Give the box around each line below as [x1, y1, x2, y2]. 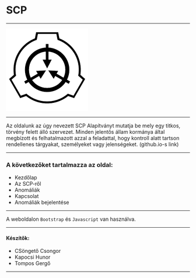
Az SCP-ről [14, 180, 41, 187]
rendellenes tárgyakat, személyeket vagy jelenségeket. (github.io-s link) [6, 141, 179, 148]
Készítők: [6, 234, 30, 241]
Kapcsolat [14, 193, 39, 200]
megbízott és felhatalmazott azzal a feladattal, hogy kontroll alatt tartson [6, 134, 180, 141]
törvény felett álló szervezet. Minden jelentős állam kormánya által [6, 128, 165, 135]
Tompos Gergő [14, 260, 51, 267]
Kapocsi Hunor [14, 253, 51, 260]
